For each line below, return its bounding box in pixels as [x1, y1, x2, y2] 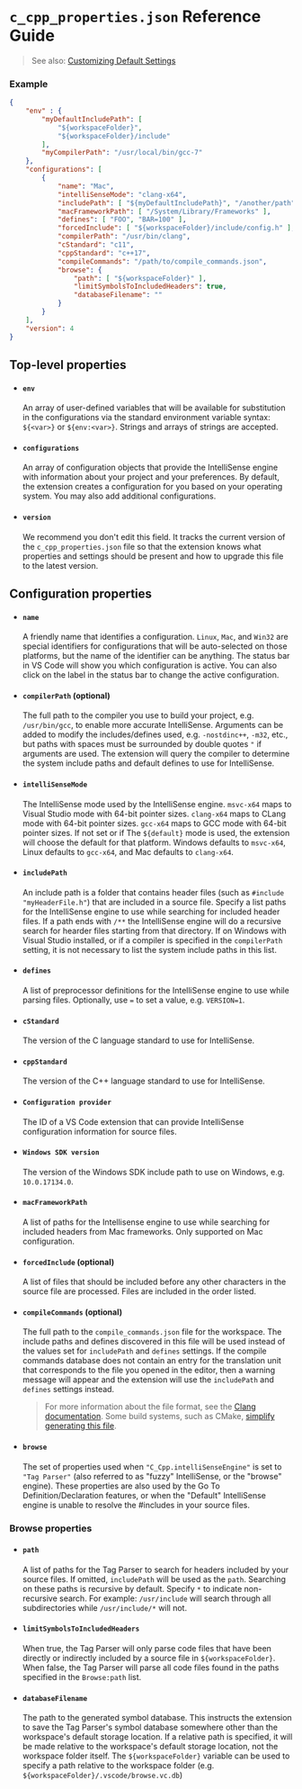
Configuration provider [22, 1098, 112, 1108]
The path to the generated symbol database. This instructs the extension [22, 1713, 292, 1723]
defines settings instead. [22, 1384, 115, 1395]
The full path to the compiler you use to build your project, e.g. [22, 710, 254, 721]
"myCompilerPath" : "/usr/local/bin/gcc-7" [41, 148, 203, 157]
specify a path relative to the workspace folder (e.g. [22, 1760, 215, 1771]
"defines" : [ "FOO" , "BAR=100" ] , [57, 215, 187, 224]
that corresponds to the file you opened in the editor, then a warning [22, 1365, 276, 1376]
